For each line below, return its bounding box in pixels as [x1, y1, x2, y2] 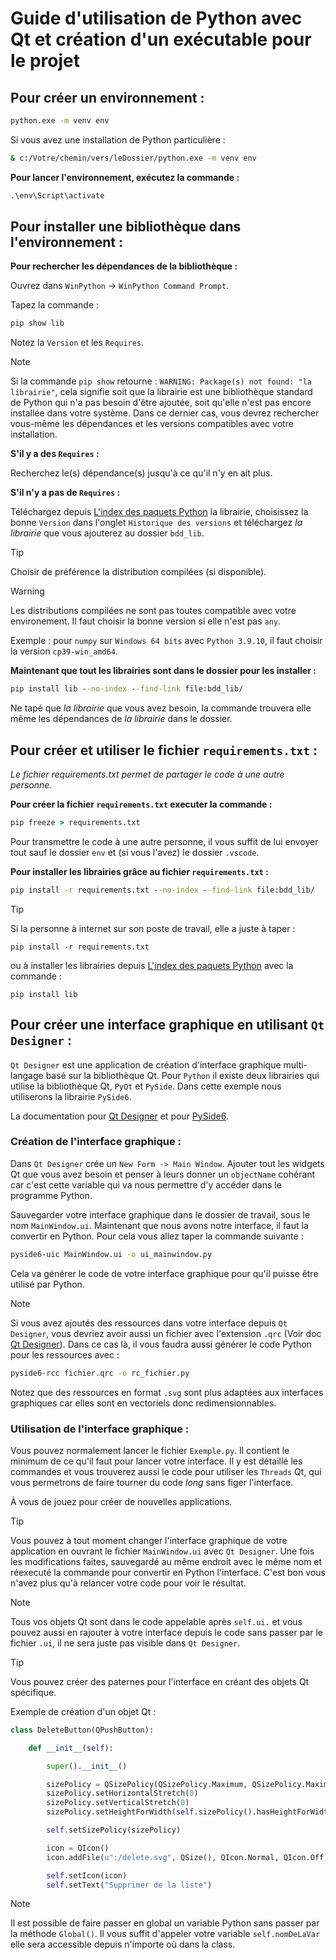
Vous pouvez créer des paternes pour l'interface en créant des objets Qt [10, 1675, 310, 1687]
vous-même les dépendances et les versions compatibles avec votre [10, 418, 294, 430]
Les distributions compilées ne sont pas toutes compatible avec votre [10, 605, 297, 617]
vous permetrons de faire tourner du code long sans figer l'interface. [10, 1476, 294, 1488]
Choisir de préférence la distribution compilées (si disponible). [10, 566, 267, 578]
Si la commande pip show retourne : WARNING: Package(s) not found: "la [10, 375, 313, 387]
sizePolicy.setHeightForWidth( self [46, 1807, 195, 1817]
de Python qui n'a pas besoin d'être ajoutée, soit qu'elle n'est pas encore [10, 397, 312, 409]
